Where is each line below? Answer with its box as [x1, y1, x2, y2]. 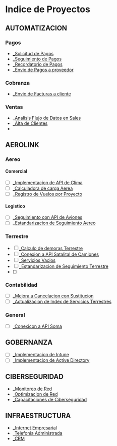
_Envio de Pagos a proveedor [12, 66, 74, 73]
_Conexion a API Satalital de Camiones [19, 251, 99, 257]
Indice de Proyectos [5, 4, 91, 15]
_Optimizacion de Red [12, 391, 58, 397]
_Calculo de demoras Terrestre [19, 245, 83, 251]
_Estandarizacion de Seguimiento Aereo [12, 220, 96, 226]
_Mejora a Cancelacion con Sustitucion [12, 293, 94, 299]
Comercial [5, 168, 28, 175]
